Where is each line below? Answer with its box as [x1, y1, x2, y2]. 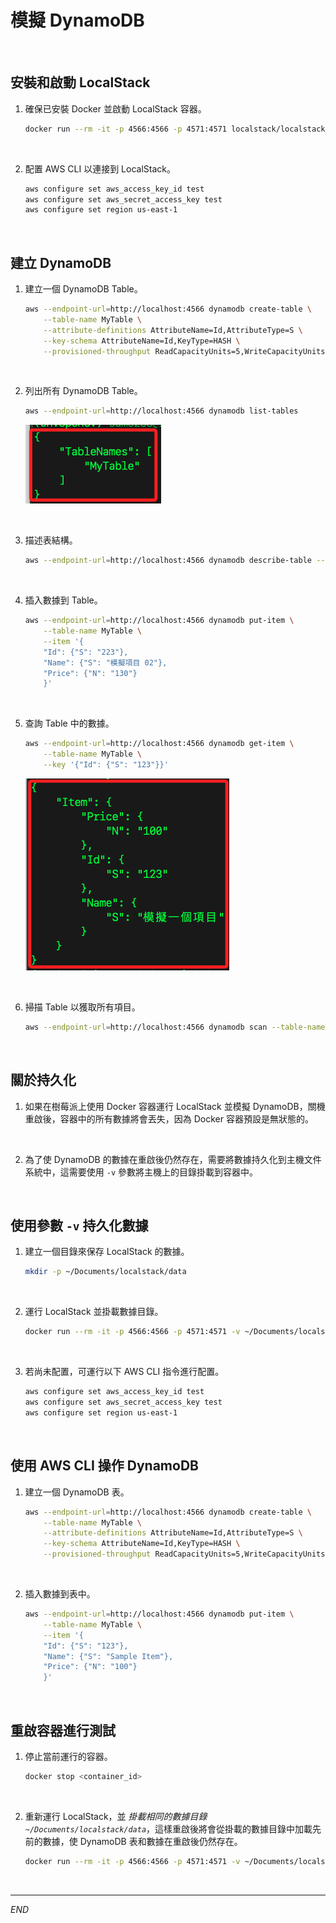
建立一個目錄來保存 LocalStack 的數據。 [24, 1246, 190, 1258]
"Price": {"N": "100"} [43, 1662, 138, 1672]
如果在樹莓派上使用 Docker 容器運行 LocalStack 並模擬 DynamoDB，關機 [24, 1100, 326, 1112]
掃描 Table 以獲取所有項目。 [24, 1001, 141, 1013]
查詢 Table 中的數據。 [24, 717, 115, 730]
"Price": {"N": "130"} [43, 668, 138, 678]
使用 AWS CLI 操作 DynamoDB [10, 1457, 199, 1475]
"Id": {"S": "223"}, [43, 647, 129, 657]
